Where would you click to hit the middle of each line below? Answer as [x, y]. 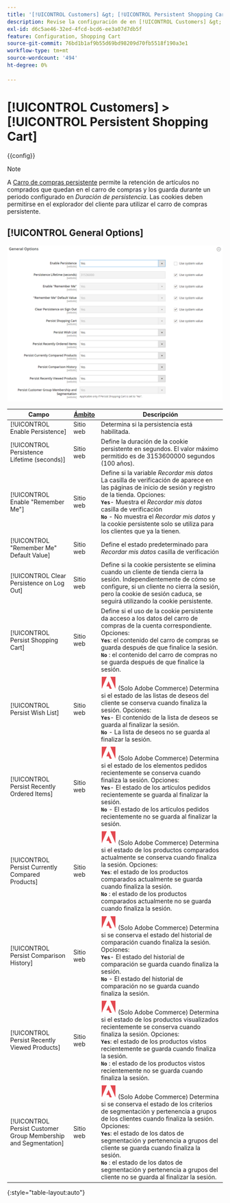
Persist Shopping [34, 640]
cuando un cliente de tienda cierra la [152, 572]
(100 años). [118, 463]
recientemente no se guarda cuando [152, 1070]
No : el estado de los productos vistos [153, 1063]
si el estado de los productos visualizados [160, 1019]
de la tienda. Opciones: [133, 494]
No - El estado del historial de [142, 978]
